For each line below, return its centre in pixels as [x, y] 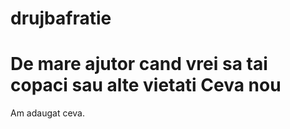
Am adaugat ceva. [47, 113]
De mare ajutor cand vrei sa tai [139, 64]
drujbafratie [61, 18]
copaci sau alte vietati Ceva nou [146, 85]
